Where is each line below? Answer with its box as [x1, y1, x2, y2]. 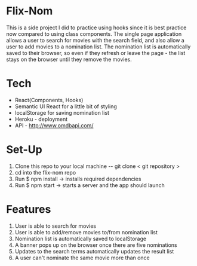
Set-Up [6, 143, 43, 157]
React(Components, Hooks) [14, 96, 84, 103]
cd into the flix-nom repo [14, 169, 76, 176]
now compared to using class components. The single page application [6, 30, 182, 37]
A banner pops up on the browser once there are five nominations [14, 241, 177, 249]
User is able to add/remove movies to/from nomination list [14, 228, 158, 236]
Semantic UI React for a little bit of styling [14, 103, 118, 110]
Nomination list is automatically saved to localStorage [14, 235, 147, 242]
